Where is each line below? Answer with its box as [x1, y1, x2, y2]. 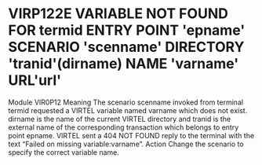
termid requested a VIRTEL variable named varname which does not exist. [8, 105, 248, 115]
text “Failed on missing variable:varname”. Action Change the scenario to [8, 139, 245, 148]
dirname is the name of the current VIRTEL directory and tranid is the [8, 114, 231, 123]
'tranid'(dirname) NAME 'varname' [8, 55, 239, 73]
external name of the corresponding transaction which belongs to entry [8, 123, 239, 132]
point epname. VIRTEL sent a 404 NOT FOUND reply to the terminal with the [8, 130, 255, 140]
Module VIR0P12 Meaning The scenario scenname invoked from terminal [8, 97, 244, 107]
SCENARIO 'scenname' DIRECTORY [8, 38, 245, 56]
